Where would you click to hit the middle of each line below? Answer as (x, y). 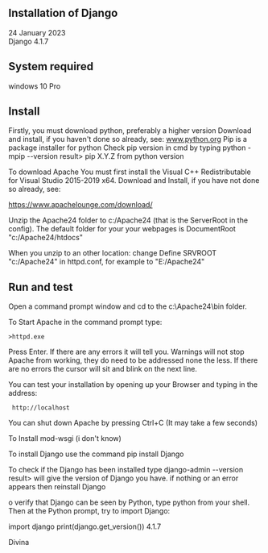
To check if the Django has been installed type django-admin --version (126, 470)
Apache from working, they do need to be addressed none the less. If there (133, 360)
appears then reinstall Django (57, 487)
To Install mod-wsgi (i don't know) (65, 439)
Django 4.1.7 (29, 41)
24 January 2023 (37, 32)
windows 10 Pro (35, 86)
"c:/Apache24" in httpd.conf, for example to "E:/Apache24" (107, 262)
